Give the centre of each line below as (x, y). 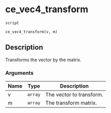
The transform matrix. (71, 103)
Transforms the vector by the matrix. (44, 60)
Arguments (20, 73)
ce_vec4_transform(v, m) (31, 32)
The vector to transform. (74, 95)
